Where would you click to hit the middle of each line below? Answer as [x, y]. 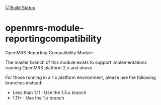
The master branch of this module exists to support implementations [76, 62]
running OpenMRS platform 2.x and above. [50, 67]
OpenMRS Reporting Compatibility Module [49, 52]
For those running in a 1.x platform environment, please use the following [80, 77]
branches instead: [24, 82]
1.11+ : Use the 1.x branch [38, 97]
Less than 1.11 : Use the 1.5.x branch [49, 92]
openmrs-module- [45, 28]
